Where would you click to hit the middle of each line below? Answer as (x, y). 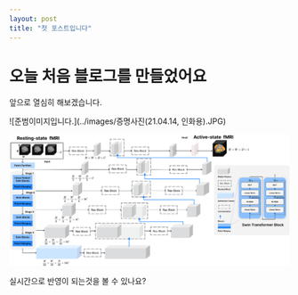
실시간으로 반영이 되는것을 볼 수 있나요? (78, 282)
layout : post (33, 19)
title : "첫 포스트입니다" (51, 28)
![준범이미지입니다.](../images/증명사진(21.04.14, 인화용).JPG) (118, 121)
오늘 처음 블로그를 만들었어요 (108, 76)
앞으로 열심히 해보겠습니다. (56, 102)
